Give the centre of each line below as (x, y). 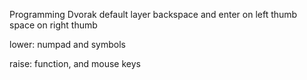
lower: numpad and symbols (67, 44)
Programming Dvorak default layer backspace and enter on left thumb (153, 14)
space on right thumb (53, 25)
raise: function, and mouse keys (75, 63)
